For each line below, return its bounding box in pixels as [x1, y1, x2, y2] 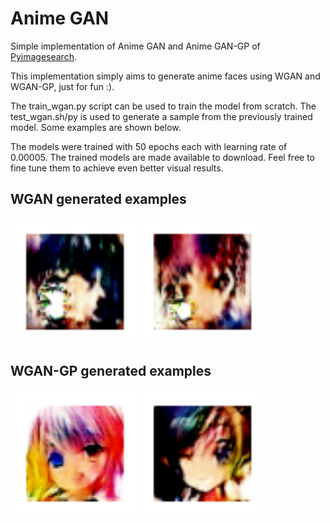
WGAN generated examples [10, 191, 187, 208]
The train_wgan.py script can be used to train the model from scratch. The [10, 100, 317, 112]
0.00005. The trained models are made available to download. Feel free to [10, 151, 315, 163]
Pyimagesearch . [10, 50, 77, 62]
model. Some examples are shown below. [10, 121, 182, 133]
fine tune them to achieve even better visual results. [10, 162, 224, 174]
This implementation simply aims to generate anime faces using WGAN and [10, 70, 321, 82]
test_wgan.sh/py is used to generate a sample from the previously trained [10, 110, 313, 122]
